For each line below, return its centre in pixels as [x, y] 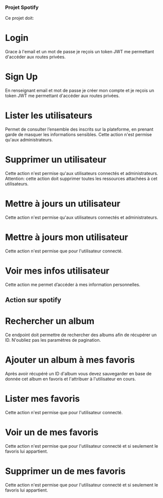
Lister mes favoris [42, 399]
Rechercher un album [50, 321]
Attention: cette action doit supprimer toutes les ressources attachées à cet [81, 178]
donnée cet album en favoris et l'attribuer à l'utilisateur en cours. [70, 379]
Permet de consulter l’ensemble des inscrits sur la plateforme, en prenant [79, 129]
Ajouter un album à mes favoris [70, 360]
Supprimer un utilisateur [56, 160]
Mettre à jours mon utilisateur [67, 237]
